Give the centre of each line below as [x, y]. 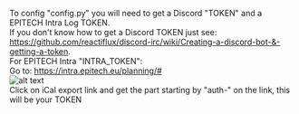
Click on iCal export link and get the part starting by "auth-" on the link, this [150, 90]
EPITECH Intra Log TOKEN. [60, 23]
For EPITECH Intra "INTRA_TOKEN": [76, 61]
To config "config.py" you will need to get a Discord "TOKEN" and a [136, 13]
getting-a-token [39, 52]
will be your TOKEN [46, 100]
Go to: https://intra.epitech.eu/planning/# [86, 71]
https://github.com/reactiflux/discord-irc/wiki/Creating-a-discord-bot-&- [145, 42]
